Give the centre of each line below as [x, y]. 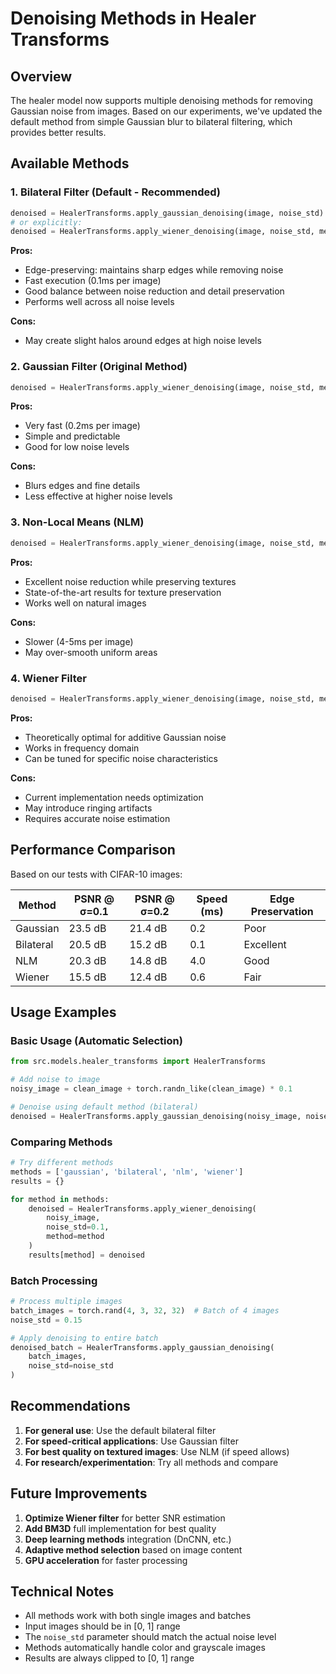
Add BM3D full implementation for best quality [120, 1528]
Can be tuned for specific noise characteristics [121, 758]
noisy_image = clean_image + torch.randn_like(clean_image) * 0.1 [151, 1089]
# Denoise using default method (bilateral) [104, 1107]
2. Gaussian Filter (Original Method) [99, 367]
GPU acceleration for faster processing [106, 1560]
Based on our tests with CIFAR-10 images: [96, 874]
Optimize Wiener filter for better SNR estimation [125, 1518]
